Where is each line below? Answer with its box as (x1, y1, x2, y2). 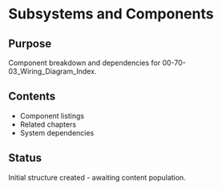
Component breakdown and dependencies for (8, 58, 161, 67)
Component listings (19, 111, 85, 120)
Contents (8, 90, 56, 103)
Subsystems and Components (8, 5, 214, 23)
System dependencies (19, 127, 95, 137)
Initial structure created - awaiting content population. (8, 172, 186, 182)
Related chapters (19, 119, 77, 129)
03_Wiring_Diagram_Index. (8, 67, 97, 76)
